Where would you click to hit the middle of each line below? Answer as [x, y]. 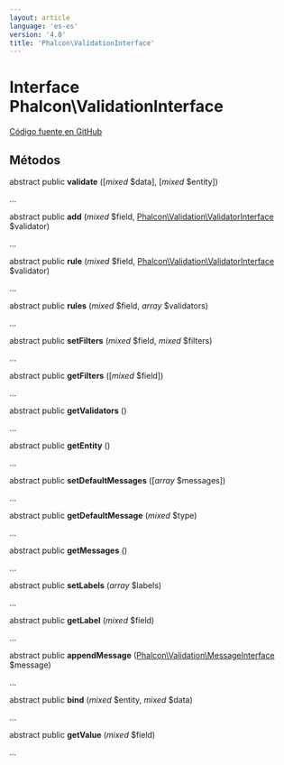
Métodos [35, 160]
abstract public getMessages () [69, 550]
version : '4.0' [38, 34]
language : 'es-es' [44, 26]
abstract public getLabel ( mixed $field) [82, 620]
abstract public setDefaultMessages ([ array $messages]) [118, 480]
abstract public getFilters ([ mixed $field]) [87, 376]
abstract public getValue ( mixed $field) [82, 735]
